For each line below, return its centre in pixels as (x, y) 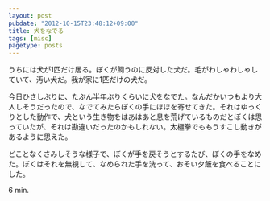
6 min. (19, 191)
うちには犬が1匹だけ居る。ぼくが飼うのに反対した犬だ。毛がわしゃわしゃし (133, 70)
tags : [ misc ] (30, 38)
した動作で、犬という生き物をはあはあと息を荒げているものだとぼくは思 (142, 117)
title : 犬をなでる (36, 31)
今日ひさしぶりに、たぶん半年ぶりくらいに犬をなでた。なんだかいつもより (132, 96)
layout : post (30, 16)
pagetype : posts (35, 46)
